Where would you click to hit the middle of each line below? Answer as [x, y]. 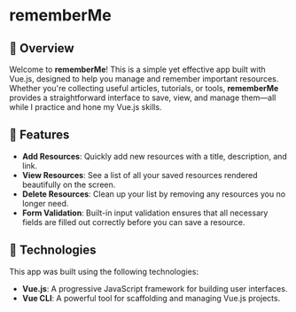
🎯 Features [39, 135]
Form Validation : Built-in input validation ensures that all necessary [145, 213]
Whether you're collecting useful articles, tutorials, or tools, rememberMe [144, 88]
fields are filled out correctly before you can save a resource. [133, 222]
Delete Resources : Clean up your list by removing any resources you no [154, 194]
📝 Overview [42, 48]
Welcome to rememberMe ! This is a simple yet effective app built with [137, 69]
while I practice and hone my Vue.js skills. [86, 107]
